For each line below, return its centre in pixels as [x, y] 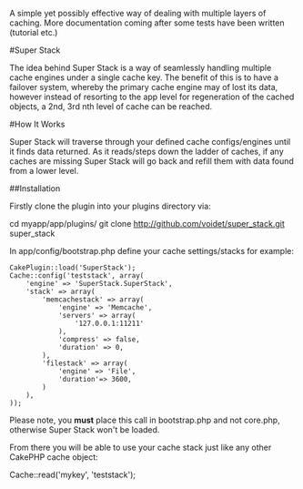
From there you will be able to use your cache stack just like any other [141, 447]
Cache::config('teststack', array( [77, 276]
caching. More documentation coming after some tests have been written [147, 23]
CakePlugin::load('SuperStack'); [73, 268]
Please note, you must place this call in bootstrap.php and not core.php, [145, 420]
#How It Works [37, 124]
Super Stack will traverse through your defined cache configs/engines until [150, 142]
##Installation [35, 188]
